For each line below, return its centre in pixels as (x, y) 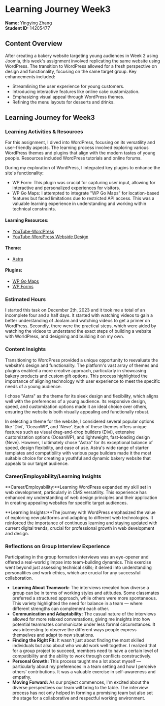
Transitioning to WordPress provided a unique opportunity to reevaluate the (82, 360)
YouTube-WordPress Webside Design (50, 237)
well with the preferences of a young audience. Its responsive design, (76, 401)
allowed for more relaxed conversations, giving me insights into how (81, 619)
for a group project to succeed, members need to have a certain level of (85, 651)
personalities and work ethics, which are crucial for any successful (73, 573)
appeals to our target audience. (37, 463)
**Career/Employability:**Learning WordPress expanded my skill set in (78, 487)
